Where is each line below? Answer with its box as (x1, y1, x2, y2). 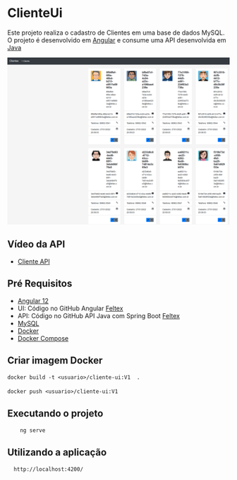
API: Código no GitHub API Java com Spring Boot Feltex (17, 311, 180, 320)
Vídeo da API (7, 238, 66, 250)
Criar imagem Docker (7, 354, 103, 366)
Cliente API (17, 257, 51, 266)
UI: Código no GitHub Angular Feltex (17, 304, 123, 312)
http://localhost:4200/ (13, 466, 83, 473)
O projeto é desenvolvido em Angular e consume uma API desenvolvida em (7, 35, 226, 44)
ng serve (20, 427, 46, 434)
